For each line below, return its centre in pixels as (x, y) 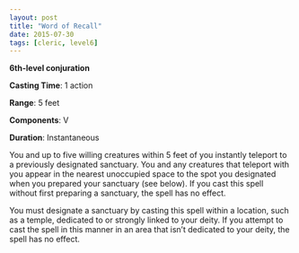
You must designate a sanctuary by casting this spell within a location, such (149, 211)
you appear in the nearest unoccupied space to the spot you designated (143, 174)
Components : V (39, 120)
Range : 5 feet (35, 103)
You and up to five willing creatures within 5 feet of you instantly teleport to (148, 155)
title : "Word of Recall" (56, 26)
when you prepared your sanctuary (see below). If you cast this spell (136, 184)
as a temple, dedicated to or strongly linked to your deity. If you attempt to (146, 220)
